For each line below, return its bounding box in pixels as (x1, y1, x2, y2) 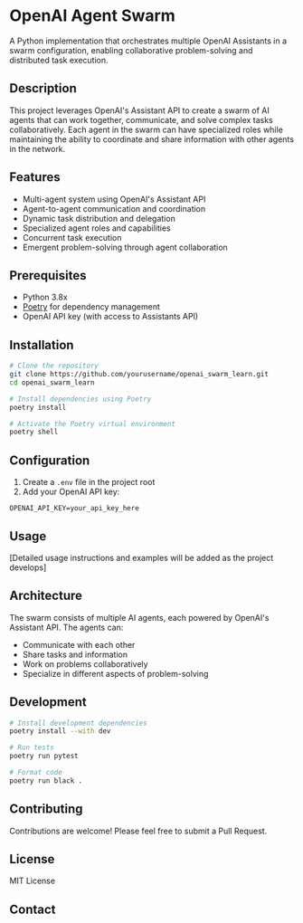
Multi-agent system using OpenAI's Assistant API (22, 194, 206, 205)
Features (9, 169, 61, 186)
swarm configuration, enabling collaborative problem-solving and (9, 44, 253, 55)
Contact (9, 901, 56, 917)
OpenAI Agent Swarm (9, 5, 176, 26)
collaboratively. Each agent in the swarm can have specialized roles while (9, 124, 283, 135)
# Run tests (9, 743, 54, 752)
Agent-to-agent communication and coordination (22, 203, 206, 214)
